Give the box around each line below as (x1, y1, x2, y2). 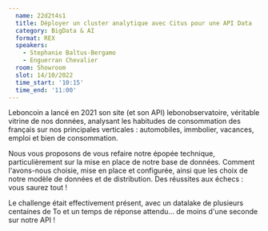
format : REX (15, 34, 56, 42)
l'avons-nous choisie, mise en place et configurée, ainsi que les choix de (8, 165, 248, 176)
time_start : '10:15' (15, 78, 84, 86)
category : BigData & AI (15, 26, 94, 34)
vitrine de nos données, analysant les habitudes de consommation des (8, 117, 242, 126)
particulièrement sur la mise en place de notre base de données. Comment (8, 157, 255, 167)
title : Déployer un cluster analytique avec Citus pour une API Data (15, 19, 252, 27)
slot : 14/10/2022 (15, 71, 74, 79)
